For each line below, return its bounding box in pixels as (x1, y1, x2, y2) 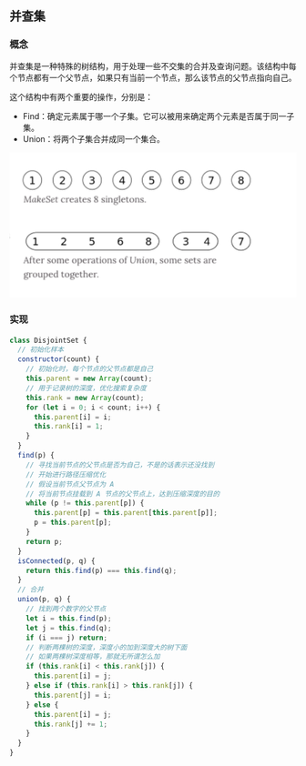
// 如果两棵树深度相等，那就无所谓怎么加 (25, 652, 161, 661)
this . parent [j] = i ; (33, 690, 112, 700)
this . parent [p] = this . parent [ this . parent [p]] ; (33, 509, 219, 518)
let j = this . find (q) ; (25, 623, 112, 632)
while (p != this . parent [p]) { (25, 499, 145, 508)
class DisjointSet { (9, 336, 88, 345)
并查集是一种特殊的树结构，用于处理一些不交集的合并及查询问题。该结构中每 (9, 60, 297, 71)
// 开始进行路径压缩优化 (25, 469, 107, 479)
